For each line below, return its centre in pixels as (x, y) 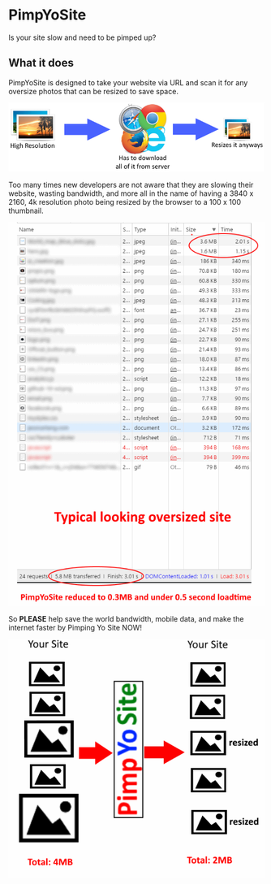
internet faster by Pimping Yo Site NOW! (75, 627)
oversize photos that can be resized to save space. (93, 91)
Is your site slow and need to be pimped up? (82, 37)
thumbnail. (26, 210)
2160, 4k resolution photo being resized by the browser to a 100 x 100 (125, 201)
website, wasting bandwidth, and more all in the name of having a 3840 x (131, 193)
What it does (41, 63)
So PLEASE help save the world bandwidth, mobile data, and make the (126, 618)
